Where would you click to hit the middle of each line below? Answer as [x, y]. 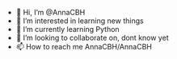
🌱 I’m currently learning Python [67, 29]
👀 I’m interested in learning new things [80, 21]
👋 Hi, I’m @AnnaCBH [51, 12]
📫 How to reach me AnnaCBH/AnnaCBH [84, 47]
